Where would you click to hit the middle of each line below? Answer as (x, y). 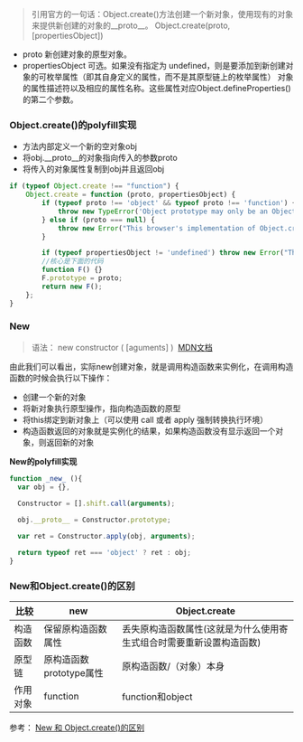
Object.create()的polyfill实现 (73, 125)
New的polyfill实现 (43, 461)
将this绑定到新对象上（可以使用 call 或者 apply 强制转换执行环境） (145, 419)
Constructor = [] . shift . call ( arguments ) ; (96, 504)
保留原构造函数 (76, 629)
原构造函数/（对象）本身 (173, 666)
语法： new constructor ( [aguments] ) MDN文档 (122, 347)
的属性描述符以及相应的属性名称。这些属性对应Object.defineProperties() (156, 88)
